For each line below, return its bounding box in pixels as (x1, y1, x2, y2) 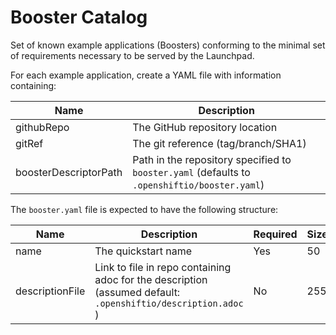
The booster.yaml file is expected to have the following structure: (10, 203, 279, 215)
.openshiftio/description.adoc (94, 297, 244, 309)
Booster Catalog (10, 6, 148, 29)
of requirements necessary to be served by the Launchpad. (10, 49, 255, 61)
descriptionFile (15, 284, 86, 298)
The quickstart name (94, 244, 193, 258)
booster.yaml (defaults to (132, 165, 251, 179)
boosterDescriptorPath (15, 165, 123, 179)
